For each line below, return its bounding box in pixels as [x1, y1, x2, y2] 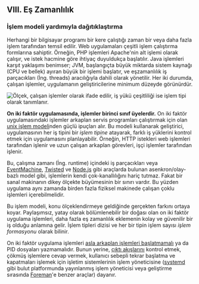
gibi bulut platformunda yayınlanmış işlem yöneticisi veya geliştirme [7, 264, 172, 271]
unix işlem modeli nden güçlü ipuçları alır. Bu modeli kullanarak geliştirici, [7, 122, 184, 130]
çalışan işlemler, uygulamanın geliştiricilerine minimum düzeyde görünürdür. [7, 80, 193, 88]
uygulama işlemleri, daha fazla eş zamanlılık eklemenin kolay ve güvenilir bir [7, 215, 193, 222]
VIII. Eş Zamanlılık [7, 5, 74, 15]
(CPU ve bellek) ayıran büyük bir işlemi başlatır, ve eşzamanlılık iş [7, 68, 167, 75]
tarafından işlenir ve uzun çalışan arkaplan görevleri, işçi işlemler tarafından [7, 141, 192, 148]
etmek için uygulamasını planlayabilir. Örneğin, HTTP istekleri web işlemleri [7, 135, 191, 142]
